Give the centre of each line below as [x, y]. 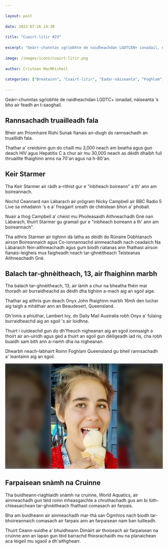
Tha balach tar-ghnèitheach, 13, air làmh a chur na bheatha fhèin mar [76, 286]
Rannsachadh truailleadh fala [52, 121]
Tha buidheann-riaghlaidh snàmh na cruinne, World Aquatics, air [72, 495]
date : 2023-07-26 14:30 [30, 27]
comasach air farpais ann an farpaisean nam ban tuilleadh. [96, 520]
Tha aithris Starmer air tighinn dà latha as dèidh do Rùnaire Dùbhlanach [79, 237]
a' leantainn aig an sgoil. [30, 356]
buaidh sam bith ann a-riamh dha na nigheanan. [54, 341]
